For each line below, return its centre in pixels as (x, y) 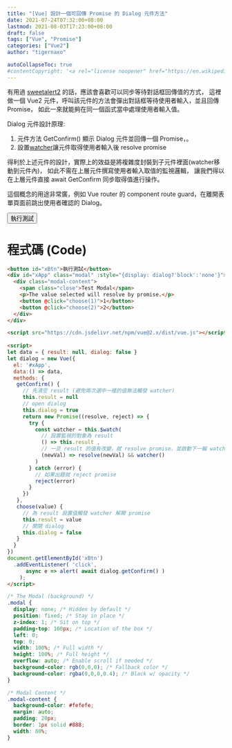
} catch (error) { (55, 468)
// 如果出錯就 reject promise (76, 474)
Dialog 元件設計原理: (36, 124)
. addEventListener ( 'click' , (55, 564)
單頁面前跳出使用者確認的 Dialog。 (56, 202)
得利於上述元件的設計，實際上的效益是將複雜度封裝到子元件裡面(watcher (110, 162)
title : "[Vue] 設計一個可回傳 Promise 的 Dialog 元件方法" (87, 14)
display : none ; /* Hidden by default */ (72, 609)
